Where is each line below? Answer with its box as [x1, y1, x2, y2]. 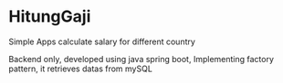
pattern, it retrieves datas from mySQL [8, 63, 152, 74]
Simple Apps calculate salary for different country [8, 36, 195, 47]
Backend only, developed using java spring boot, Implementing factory [8, 53, 275, 64]
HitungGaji [8, 6, 91, 27]
